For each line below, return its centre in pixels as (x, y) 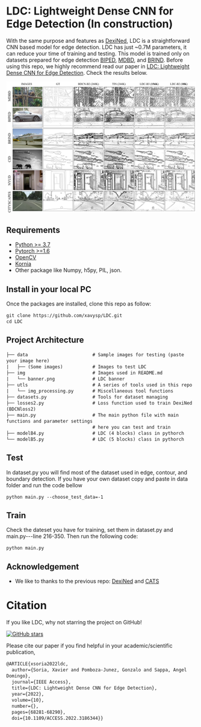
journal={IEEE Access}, (41, 682)
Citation (26, 606)
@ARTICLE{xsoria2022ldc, (37, 664)
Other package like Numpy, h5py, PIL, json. (68, 271)
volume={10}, (28, 700)
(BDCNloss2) (21, 409)
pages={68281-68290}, (39, 713)
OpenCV (26, 257)
